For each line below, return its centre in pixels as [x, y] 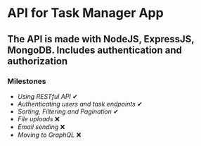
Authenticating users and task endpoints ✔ [80, 104]
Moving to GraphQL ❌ [49, 135]
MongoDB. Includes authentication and [95, 50]
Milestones [27, 81]
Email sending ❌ [41, 127]
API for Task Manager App [85, 13]
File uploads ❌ [38, 118]
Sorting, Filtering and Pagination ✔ [68, 111]
